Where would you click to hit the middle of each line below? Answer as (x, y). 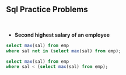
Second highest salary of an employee (62, 35)
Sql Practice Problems (47, 10)
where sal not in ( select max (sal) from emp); (64, 51)
